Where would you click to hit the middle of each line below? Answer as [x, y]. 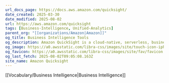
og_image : [16, 47]
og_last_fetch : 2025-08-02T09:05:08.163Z [49, 56]
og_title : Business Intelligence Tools [47, 38]
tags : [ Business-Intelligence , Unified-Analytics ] [59, 28]
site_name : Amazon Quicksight [37, 61]
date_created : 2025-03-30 [32, 14]
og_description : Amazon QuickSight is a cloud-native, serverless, [77, 42]
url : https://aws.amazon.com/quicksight [48, 24]
